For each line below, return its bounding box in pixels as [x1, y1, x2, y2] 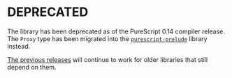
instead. [7, 42, 31, 50]
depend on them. [7, 63, 57, 71]
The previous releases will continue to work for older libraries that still [7, 55, 208, 63]
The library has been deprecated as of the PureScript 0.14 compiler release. [7, 27, 226, 36]
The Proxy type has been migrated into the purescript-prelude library [7, 34, 208, 42]
